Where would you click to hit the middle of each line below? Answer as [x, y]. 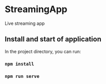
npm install [20, 64]
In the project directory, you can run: [43, 51]
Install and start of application [53, 39]
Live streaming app [25, 23]
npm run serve [22, 76]
